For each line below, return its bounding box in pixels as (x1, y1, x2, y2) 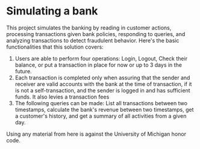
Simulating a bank (6, 4, 98, 18)
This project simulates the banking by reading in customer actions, (6, 24, 172, 31)
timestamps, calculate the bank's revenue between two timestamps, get (14, 106, 194, 113)
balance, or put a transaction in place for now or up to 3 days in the (14, 61, 183, 68)
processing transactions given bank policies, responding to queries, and (6, 30, 186, 37)
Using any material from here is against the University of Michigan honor (6, 130, 187, 138)
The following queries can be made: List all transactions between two (14, 99, 188, 106)
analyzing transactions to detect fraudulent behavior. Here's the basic (6, 37, 180, 44)
